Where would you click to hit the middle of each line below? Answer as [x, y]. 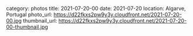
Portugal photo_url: [29, 15]
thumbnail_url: [40, 21]
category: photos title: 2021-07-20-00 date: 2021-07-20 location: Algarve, [96, 8]
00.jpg [14, 21]
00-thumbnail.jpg [27, 27]
